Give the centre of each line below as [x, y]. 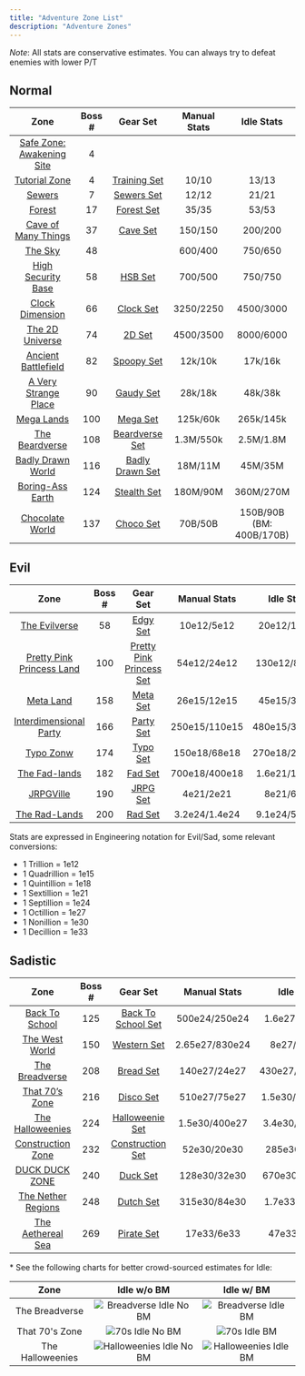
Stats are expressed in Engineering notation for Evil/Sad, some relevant [143, 837]
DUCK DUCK [43, 1169]
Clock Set [138, 309]
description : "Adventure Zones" [70, 26]
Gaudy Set [138, 393]
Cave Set [138, 230]
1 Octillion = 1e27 [54, 913]
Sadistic [33, 961]
